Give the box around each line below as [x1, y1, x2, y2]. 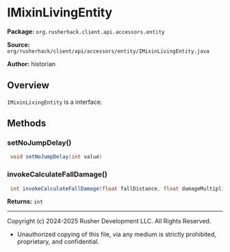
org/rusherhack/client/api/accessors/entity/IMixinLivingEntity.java [7, 48, 210, 55]
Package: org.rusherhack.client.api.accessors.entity [7, 27, 165, 36]
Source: [7, 40, 31, 48]
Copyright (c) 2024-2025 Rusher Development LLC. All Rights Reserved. [7, 217, 212, 225]
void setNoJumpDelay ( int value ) [10, 154, 103, 160]
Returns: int [7, 197, 43, 206]
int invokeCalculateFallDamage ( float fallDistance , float [10, 185, 179, 192]
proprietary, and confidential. [16, 238, 99, 246]
